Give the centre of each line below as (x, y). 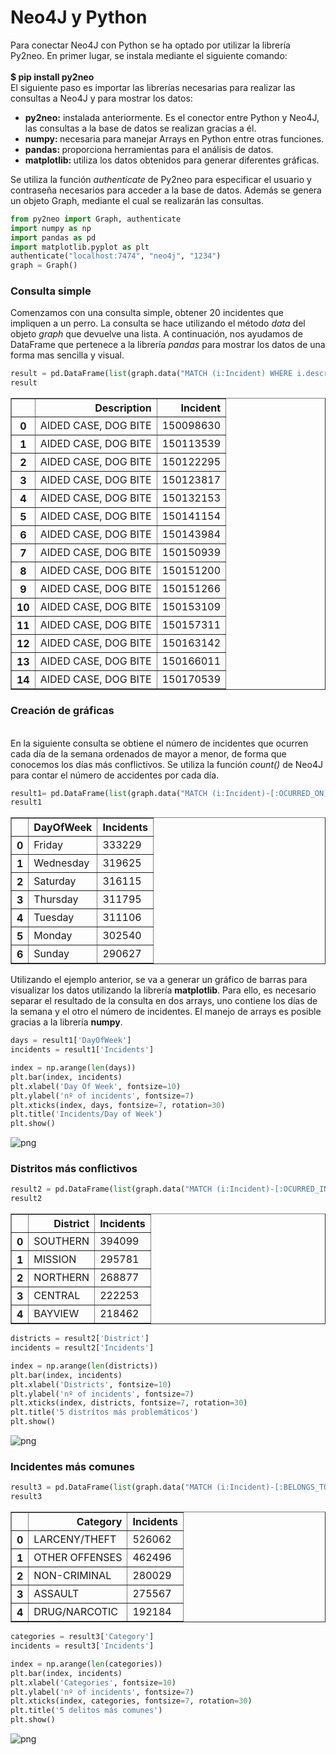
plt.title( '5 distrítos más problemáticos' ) (104, 1412)
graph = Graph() (44, 266)
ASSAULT (56, 1594)
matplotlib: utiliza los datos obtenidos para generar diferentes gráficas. (172, 160)
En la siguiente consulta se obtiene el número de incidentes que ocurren (159, 743)
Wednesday (61, 863)
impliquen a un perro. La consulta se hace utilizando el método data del (158, 323)
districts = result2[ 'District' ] (80, 1339)
